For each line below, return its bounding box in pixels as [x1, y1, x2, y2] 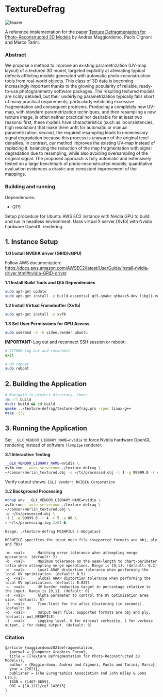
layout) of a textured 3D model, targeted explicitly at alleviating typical [5, 68, 145, 73]
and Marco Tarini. [5, 39, 40, 45]
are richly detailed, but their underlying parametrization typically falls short [5, 93, 154, 99]
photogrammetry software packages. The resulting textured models [19, 89, 155, 94]
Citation [5, 634, 24, 641]
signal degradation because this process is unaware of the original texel [5, 135, 149, 141]
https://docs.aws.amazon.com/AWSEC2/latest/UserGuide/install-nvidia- [5, 265, 149, 271]
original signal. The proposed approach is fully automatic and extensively [5, 156, 151, 162]
